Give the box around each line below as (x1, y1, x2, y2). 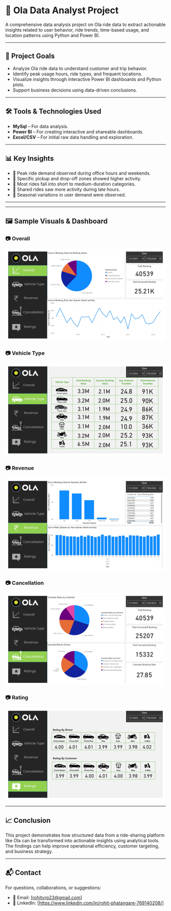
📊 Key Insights (5, 154, 54, 162)
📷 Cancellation (5, 579, 44, 586)
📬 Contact (5, 868, 41, 877)
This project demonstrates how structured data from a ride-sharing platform (5, 832, 165, 838)
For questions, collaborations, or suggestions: (5, 885, 101, 891)
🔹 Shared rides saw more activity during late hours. (12, 186, 121, 192)
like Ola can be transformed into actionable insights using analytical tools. (5, 837, 160, 843)
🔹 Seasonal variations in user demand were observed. (12, 192, 126, 198)
